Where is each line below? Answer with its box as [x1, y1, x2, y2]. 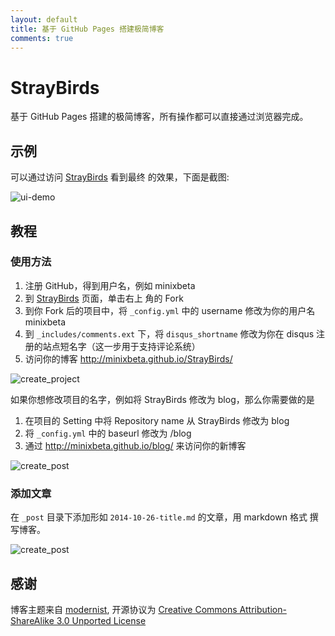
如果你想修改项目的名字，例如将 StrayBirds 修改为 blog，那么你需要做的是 [10, 393, 315, 405]
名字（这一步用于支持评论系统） [68, 340, 201, 352]
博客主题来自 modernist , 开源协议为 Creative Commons [10, 603, 238, 615]
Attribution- [239, 603, 287, 615]
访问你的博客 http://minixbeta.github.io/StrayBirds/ [24, 352, 233, 365]
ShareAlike [10, 614, 55, 626]
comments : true [10, 33, 74, 43]
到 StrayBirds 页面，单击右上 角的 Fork [24, 292, 184, 304]
